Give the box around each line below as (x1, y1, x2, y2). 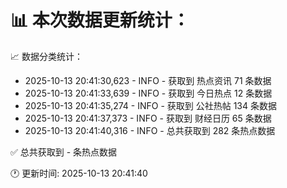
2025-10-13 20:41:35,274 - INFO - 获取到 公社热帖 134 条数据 (24, 99, 278, 111)
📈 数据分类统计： (10, 50, 83, 62)
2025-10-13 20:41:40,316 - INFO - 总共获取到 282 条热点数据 (24, 124, 276, 136)
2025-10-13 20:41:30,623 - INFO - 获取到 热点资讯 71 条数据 (24, 74, 272, 86)
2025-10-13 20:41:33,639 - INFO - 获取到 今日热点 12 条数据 (24, 87, 273, 99)
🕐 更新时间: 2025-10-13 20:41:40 (10, 167, 148, 179)
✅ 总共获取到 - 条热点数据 (10, 146, 118, 158)
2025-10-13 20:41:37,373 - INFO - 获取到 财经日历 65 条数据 (24, 112, 272, 124)
